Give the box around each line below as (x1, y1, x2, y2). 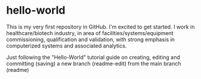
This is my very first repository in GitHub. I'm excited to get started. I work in (6, 23, 195, 30)
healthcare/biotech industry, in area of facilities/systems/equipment (6, 29, 174, 36)
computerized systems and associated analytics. (6, 42, 127, 49)
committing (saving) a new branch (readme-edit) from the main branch (6, 60, 181, 67)
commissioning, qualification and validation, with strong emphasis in (6, 36, 175, 43)
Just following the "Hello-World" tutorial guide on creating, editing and (6, 53, 181, 61)
